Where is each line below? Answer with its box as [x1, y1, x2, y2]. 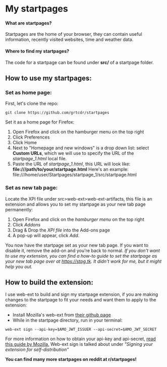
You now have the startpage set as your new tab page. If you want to [5, 242, 149, 248]
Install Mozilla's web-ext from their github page [12, 312, 111, 318]
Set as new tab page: [5, 185, 58, 192]
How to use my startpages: [5, 74, 92, 82]
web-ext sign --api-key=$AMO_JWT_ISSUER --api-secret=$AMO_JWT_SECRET [5, 327, 157, 332]
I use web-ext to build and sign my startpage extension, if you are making [5, 291, 158, 297]
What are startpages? [5, 20, 52, 26]
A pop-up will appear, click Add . [12, 232, 80, 238]
